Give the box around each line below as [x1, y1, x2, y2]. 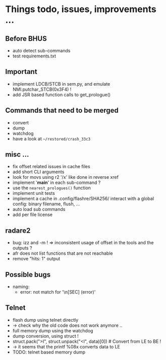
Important [5, 67, 37, 76]
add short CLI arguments [12, 169, 65, 175]
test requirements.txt [12, 53, 57, 59]
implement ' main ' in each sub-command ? [12, 180, 101, 186]
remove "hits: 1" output [12, 256, 61, 262]
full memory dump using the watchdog [12, 327, 93, 333]
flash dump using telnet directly [12, 317, 79, 323]
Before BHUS [5, 34, 47, 43]
